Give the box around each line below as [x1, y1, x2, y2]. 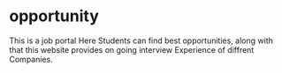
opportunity [9, 6, 100, 26]
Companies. [9, 54, 53, 64]
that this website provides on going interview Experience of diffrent [9, 44, 255, 55]
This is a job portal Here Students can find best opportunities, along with [9, 35, 274, 46]
